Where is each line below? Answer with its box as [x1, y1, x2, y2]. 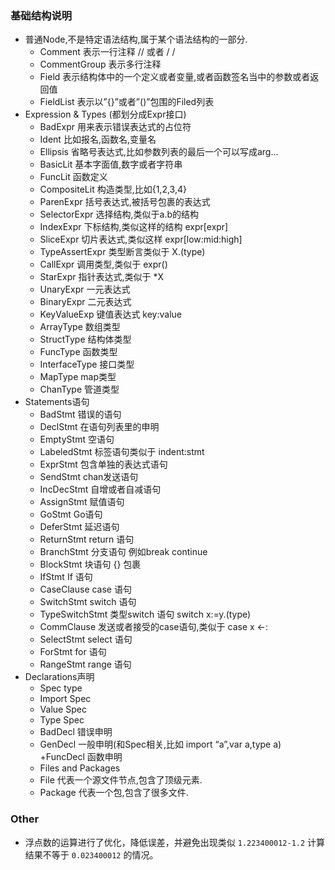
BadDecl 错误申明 [39, 726, 113, 738]
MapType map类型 [39, 371, 117, 383]
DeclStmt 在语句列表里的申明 [39, 421, 160, 433]
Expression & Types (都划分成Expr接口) [24, 108, 187, 121]
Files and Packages [39, 762, 121, 774]
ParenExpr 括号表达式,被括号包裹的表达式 [39, 196, 211, 208]
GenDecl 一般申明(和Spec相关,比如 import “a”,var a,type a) [39, 738, 282, 751]
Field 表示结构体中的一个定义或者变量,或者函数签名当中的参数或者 [39, 71, 311, 83]
